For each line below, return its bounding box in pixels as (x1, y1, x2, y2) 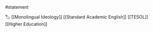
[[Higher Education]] (5, 21, 47, 27)
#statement (5, 4, 29, 10)
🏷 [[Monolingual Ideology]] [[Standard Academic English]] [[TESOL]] (5, 14, 148, 20)
